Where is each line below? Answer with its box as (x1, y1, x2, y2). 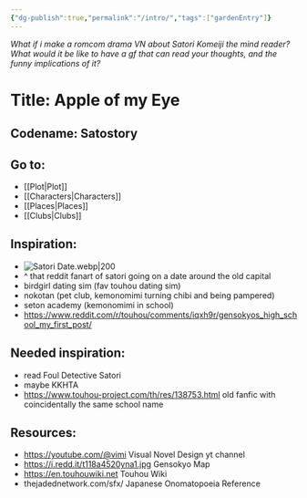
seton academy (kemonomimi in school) (23, 299, 174, 310)
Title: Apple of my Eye (10, 89, 180, 110)
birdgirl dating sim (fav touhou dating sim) (23, 280, 181, 291)
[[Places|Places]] (23, 201, 89, 212)
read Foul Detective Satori (23, 369, 122, 380)
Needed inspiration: (10, 346, 126, 361)
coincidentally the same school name (23, 399, 164, 410)
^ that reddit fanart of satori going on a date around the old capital (23, 270, 271, 281)
